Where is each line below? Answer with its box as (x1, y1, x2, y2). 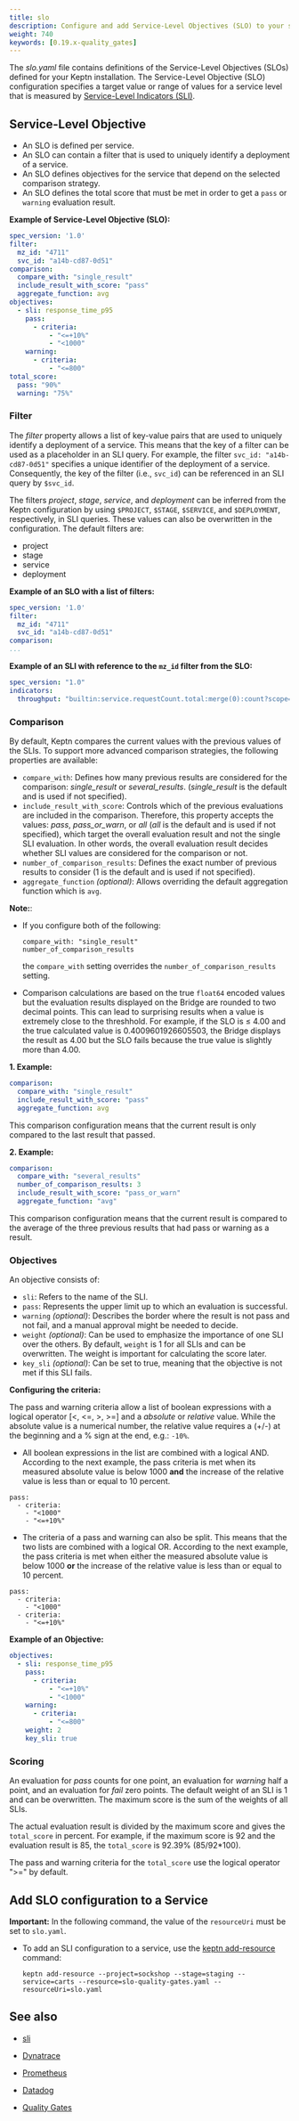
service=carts (21, 1977, 75, 1986)
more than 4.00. (21, 1044, 82, 1056)
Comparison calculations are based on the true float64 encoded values (21, 988, 286, 999)
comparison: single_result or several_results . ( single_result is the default (21, 781, 287, 793)
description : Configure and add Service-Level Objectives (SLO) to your (9, 21, 285, 30)
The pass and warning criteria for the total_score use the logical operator (9, 1857, 280, 1868)
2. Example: (9, 1146, 54, 1157)
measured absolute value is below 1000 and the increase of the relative (21, 1466, 285, 1477)
